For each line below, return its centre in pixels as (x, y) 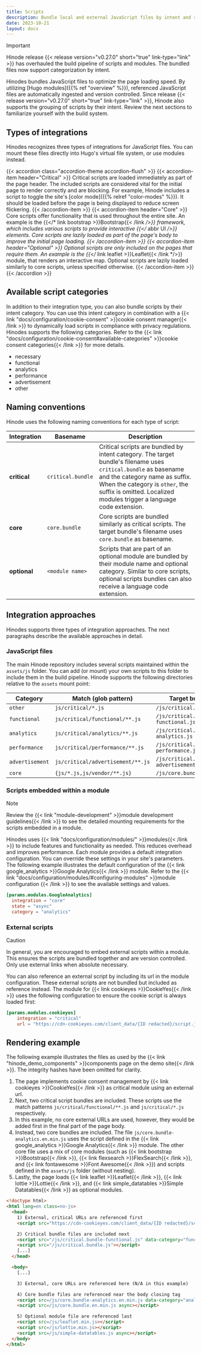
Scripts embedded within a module (58, 790)
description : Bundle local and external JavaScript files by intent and (99, 17)
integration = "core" (39, 900)
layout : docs (22, 29)
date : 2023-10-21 (28, 23)
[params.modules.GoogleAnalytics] (49, 895)
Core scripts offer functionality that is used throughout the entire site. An (96, 216)
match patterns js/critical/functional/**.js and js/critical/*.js (99, 1107)
